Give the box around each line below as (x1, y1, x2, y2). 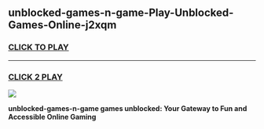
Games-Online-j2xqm (8, 19, 117, 32)
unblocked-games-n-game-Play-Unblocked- (8, 6, 234, 20)
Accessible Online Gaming (8, 112, 97, 121)
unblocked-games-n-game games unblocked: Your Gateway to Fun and (8, 103, 247, 113)
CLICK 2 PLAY (8, 71, 63, 82)
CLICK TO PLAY (8, 42, 69, 53)
